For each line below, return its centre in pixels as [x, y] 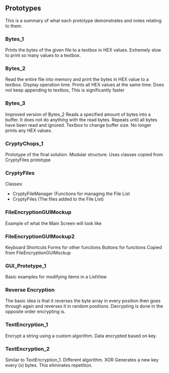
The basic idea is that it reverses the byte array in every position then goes [83, 301]
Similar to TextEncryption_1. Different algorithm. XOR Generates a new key [82, 360]
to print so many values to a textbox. [43, 56]
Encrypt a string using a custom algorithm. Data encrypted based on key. [81, 336]
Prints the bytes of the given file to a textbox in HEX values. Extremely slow [83, 50]
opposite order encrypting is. [35, 312]
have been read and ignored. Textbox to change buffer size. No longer [78, 125]
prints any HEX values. [29, 130]
